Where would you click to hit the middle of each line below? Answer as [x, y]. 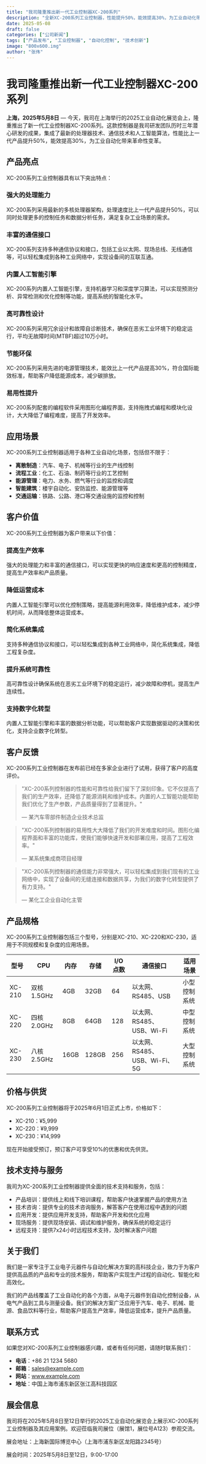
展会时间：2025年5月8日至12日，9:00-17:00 [62, 1455]
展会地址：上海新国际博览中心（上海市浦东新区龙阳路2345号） [86, 1442]
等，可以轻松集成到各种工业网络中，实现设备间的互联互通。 [82, 257]
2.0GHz [42, 1026]
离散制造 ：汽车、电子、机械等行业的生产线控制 [74, 465]
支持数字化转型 [29, 709]
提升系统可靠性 [29, 669]
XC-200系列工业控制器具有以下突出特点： [59, 178]
